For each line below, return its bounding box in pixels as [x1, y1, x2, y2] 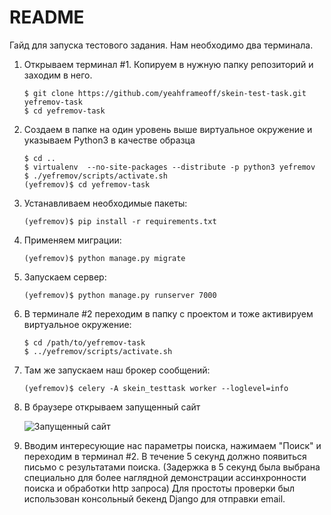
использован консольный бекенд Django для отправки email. [23, 492, 286, 505]
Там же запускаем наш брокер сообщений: [23, 364, 211, 376]
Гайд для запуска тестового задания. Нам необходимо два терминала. [9, 39, 314, 51]
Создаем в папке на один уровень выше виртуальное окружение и [23, 123, 313, 135]
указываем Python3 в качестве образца [23, 134, 196, 146]
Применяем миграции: [23, 234, 122, 246]
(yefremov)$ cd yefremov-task [23, 179, 151, 190]
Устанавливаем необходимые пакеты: [23, 197, 188, 209]
